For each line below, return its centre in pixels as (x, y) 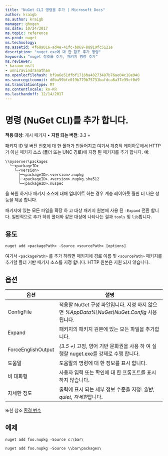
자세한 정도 (20, 393)
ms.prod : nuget (21, 38)
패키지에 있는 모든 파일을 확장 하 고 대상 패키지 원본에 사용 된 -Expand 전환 (77, 210)
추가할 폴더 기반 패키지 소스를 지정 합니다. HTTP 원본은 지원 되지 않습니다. (77, 262)
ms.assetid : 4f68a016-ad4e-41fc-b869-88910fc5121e (59, 47)
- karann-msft (20, 66)
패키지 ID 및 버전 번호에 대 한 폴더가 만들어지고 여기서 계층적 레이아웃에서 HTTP (83, 146)
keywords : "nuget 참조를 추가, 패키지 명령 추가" (51, 56)
